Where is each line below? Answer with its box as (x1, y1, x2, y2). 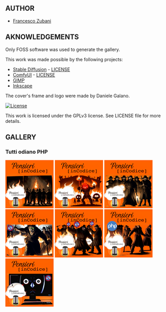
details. (5, 118, 21, 124)
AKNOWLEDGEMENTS (5, 33, 79, 42)
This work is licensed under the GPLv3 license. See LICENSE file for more (5, 113, 161, 119)
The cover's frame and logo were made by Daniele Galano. (5, 93, 130, 99)
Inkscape (12, 82, 32, 89)
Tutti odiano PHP (5, 148, 48, 155)
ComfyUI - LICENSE (12, 71, 56, 78)
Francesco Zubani (12, 17, 51, 24)
